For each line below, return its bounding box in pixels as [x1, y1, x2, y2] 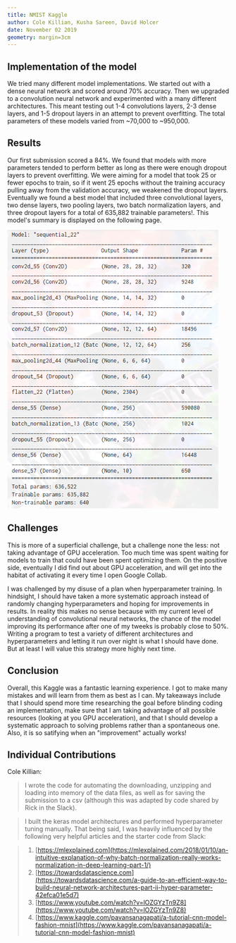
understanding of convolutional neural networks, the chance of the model [7, 614, 221, 623]
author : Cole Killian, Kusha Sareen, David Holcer [7, 18, 159, 26]
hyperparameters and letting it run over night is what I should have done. [7, 636, 218, 645]
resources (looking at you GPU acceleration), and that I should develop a [7, 713, 218, 722]
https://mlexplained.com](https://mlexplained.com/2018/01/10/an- [37, 846, 229, 854]
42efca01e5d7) [35, 891, 80, 899]
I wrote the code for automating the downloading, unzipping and [24, 781, 211, 789]
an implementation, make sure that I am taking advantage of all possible [7, 705, 216, 715]
